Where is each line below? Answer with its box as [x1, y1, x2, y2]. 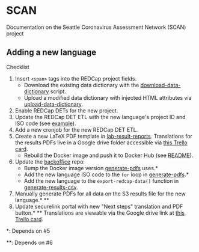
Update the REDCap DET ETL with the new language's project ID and [14, 113, 186, 120]
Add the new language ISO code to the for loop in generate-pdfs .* [23, 171, 189, 178]
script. [50, 88, 66, 95]
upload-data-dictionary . [23, 100, 83, 108]
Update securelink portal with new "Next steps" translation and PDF [14, 203, 183, 210]
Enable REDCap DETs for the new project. [14, 106, 118, 114]
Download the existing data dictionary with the [23, 81, 139, 88]
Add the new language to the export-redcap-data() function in [23, 177, 179, 184]
